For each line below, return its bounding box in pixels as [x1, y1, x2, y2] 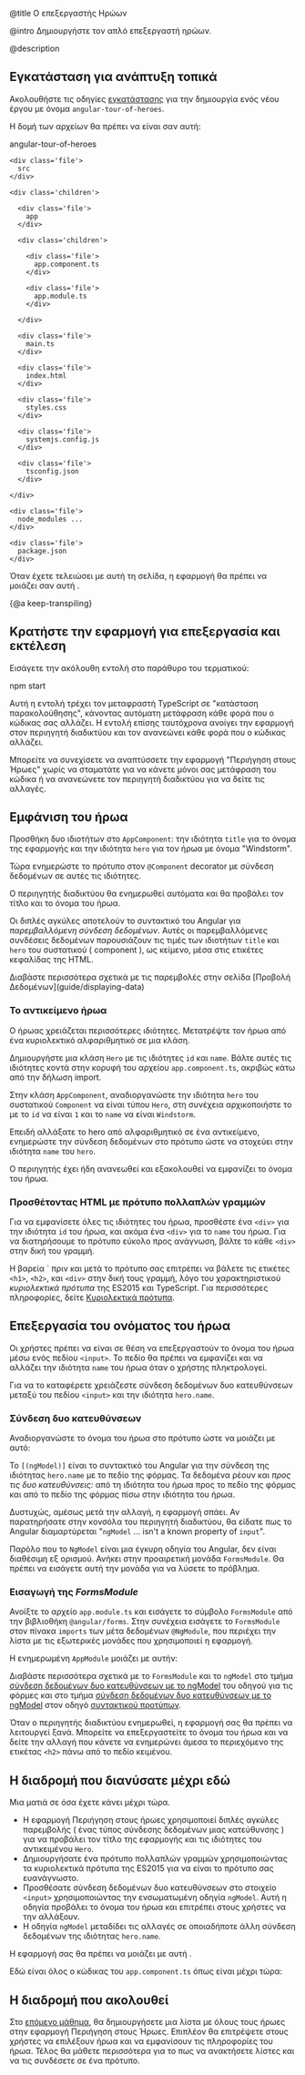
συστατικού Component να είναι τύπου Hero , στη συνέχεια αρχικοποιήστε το [9, 1099, 292, 1110]
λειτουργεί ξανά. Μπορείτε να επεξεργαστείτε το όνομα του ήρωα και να [9, 1727, 289, 1738]
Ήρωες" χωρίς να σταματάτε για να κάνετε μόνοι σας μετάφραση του [9, 764, 277, 775]
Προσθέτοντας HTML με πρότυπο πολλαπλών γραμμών [9, 1195, 266, 1208]
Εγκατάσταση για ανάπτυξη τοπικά [9, 69, 218, 85]
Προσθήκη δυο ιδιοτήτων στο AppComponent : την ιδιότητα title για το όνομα [9, 833, 297, 845]
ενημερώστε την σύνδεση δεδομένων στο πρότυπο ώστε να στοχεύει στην [9, 1135, 294, 1146]
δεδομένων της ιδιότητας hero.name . [22, 1930, 161, 1942]
